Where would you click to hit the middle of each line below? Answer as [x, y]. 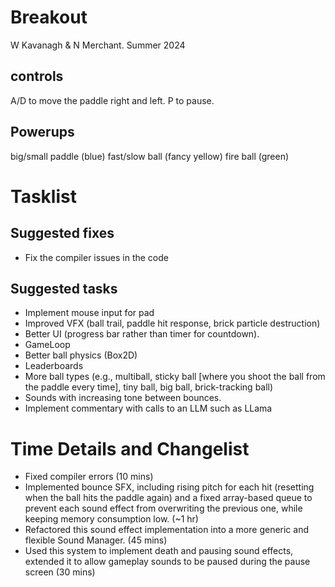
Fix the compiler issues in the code [96, 257]
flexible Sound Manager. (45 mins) [96, 540]
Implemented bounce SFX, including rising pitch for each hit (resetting [169, 487]
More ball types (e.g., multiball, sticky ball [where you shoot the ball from [175, 377]
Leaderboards [54, 366]
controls [37, 76]
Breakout [49, 17]
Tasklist [43, 196]
